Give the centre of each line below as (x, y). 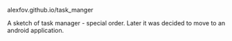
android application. (36, 30)
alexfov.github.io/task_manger (50, 10)
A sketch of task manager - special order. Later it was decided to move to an (116, 23)
